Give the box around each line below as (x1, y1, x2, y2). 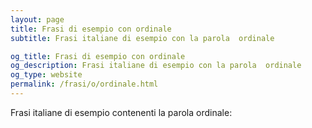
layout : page (10, 14, 65, 25)
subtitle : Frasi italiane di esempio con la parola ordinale (10, 33, 275, 43)
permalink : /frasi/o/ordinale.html (10, 79, 159, 90)
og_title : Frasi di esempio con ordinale (10, 51, 186, 61)
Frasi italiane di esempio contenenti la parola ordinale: (10, 106, 233, 118)
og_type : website (10, 70, 83, 80)
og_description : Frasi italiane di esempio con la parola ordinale (10, 61, 302, 71)
